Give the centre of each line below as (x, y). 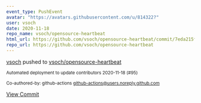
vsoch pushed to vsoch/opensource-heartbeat (64, 62)
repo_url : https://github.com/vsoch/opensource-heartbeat (80, 45)
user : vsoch (21, 23)
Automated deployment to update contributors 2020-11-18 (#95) (72, 73)
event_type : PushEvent (34, 12)
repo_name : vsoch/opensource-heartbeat (56, 34)
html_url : (19, 39)
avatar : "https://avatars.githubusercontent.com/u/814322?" (83, 17)
